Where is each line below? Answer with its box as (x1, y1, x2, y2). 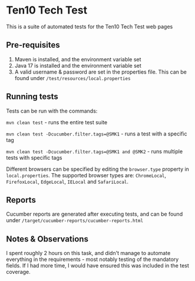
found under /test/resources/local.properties (14, 74, 131, 81)
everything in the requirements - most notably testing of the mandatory (6, 256, 179, 263)
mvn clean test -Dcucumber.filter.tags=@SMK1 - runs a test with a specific (6, 130, 187, 137)
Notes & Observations (6, 234, 88, 244)
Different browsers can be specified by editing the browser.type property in (6, 166, 190, 173)
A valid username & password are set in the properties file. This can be (14, 68, 187, 75)
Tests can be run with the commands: (6, 107, 98, 114)
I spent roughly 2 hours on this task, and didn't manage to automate (6, 250, 171, 257)
